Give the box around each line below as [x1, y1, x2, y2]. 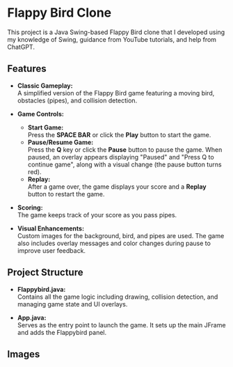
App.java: [17, 313, 47, 322]
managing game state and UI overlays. [17, 299, 128, 308]
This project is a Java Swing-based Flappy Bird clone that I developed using [7, 28, 225, 36]
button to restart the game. [27, 189, 105, 198]
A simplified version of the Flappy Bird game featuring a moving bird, [17, 88, 215, 97]
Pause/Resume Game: [27, 138, 94, 146]
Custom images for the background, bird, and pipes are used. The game [17, 231, 225, 240]
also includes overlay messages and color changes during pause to [17, 239, 211, 247]
